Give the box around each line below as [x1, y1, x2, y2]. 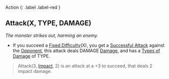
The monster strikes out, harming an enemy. [5, 32, 98, 38]
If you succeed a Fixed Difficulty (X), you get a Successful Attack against [12, 42, 165, 48]
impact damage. [17, 68, 52, 74]
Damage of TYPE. [12, 53, 50, 59]
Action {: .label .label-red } [5, 5, 61, 10]
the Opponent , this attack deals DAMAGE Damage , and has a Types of [12, 48, 160, 54]
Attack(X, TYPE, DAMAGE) [5, 19, 92, 27]
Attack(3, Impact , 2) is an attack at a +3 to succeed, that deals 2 [17, 63, 153, 69]
